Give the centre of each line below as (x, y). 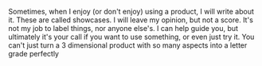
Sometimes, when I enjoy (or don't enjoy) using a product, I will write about (131, 12)
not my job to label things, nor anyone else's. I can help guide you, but (123, 28)
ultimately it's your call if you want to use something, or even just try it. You (131, 37)
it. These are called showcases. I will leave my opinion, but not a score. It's (131, 20)
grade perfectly (34, 54)
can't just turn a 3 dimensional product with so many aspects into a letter (128, 45)
